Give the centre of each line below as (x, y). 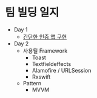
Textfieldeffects (52, 64)
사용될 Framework (45, 51)
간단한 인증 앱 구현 (45, 36)
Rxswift (41, 77)
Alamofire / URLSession (62, 70)
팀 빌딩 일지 (32, 12)
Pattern (32, 83)
